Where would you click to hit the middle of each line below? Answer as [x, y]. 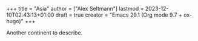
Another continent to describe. [45, 33]
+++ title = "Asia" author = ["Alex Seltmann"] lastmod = [75, 9]
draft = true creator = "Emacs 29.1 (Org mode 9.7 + [119, 15]
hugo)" [15, 21]
